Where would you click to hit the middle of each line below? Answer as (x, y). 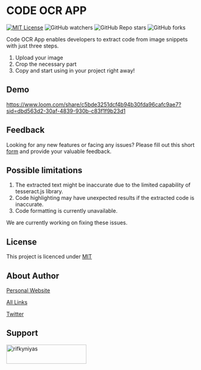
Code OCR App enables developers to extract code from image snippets (97, 39)
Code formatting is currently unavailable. (66, 211)
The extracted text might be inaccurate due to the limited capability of (103, 185)
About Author (33, 276)
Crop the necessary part (46, 64)
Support (22, 333)
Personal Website (28, 290)
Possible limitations (44, 170)
